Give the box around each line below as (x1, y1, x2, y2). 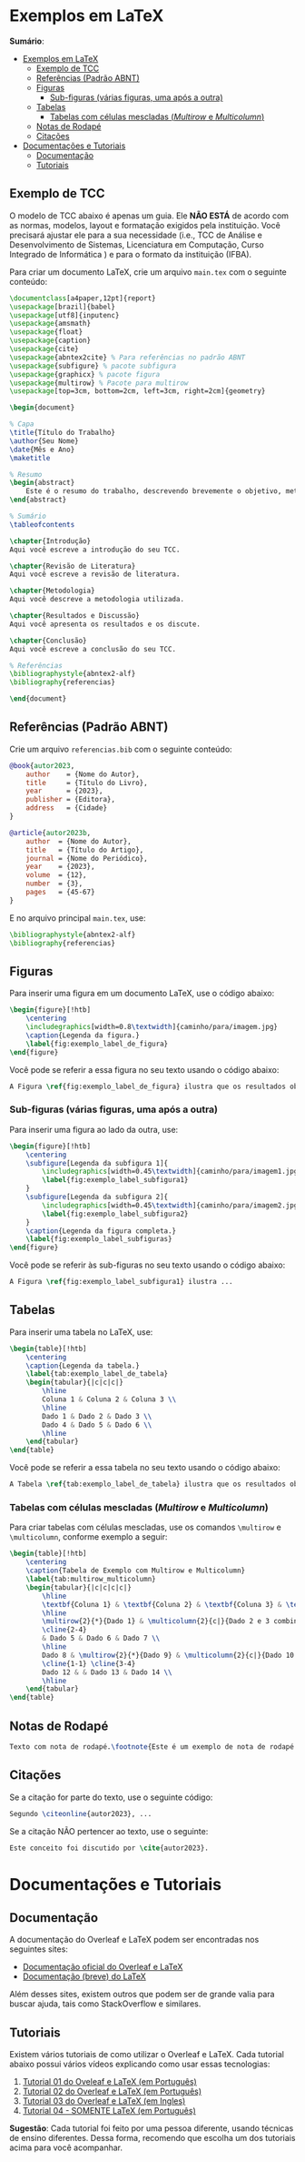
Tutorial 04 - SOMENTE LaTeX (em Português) (22, 2106, 197, 2117)
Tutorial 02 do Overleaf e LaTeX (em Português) (22, 2086, 202, 2097)
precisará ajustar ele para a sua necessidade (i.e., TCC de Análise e (9, 229, 263, 240)
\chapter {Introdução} (9, 536, 92, 546)
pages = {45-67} (25, 888, 95, 897)
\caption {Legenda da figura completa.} (25, 1226, 177, 1236)
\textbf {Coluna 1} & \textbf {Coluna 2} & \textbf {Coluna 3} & (42, 1600, 282, 1609)
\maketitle (9, 453, 51, 462)
